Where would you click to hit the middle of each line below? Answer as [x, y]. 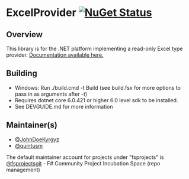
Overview [25, 35]
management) [23, 170]
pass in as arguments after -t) [51, 94]
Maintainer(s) [32, 125]
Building [22, 74]
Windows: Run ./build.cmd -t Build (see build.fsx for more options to [97, 87]
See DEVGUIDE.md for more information [64, 106]
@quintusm [29, 145]
